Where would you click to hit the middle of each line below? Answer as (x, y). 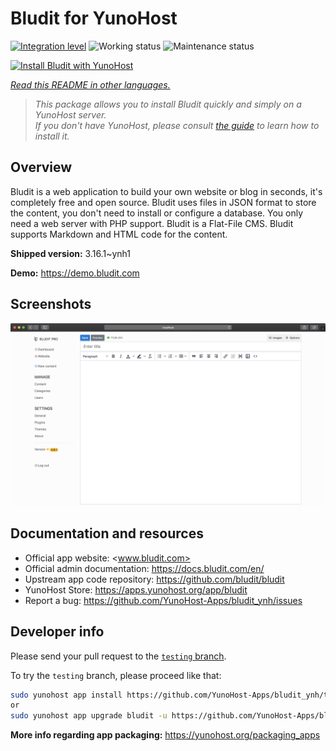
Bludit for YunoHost (94, 18)
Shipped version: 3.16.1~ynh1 (70, 253)
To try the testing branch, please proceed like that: (116, 675)
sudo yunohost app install (66, 695)
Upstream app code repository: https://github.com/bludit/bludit (154, 579)
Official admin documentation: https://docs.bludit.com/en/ (144, 568)
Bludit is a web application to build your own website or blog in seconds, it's (166, 191)
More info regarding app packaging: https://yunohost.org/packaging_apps (165, 735)
